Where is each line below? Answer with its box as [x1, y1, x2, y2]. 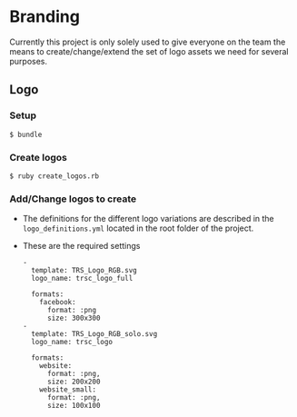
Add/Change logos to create [9, 193, 137, 205]
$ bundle [9, 130, 43, 139]
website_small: [39, 385, 97, 394]
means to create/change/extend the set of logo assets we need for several [9, 45, 289, 56]
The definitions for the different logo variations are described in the [22, 213, 274, 224]
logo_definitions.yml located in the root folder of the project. [22, 223, 254, 233]
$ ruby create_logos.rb [9, 171, 100, 181]
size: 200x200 [46, 377, 101, 387]
